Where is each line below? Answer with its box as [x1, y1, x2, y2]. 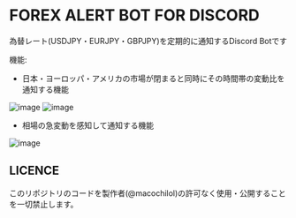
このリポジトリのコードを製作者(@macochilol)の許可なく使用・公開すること [9, 187, 287, 199]
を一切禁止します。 [9, 199, 79, 209]
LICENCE [9, 163, 60, 178]
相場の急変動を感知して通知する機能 [21, 120, 155, 131]
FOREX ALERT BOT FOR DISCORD [9, 5, 261, 26]
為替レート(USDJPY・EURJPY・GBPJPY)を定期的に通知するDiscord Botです [9, 35, 288, 46]
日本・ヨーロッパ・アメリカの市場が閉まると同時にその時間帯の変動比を [21, 72, 285, 84]
